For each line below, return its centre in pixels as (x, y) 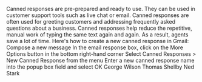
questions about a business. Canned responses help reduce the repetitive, (99, 28)
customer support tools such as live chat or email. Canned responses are (98, 15)
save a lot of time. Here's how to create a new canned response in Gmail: (98, 41)
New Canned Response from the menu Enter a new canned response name (100, 60)
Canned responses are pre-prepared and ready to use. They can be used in (101, 9)
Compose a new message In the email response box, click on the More (95, 47)
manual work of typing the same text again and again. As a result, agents (97, 35)
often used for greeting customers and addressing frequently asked (91, 22)
